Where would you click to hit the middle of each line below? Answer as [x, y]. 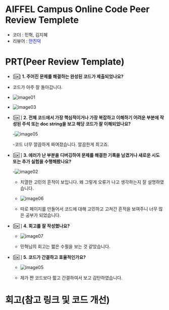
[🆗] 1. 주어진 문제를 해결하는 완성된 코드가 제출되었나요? [68, 76]
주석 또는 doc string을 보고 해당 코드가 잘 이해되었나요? [76, 124]
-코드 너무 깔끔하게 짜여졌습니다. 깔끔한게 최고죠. [61, 144]
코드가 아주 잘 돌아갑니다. [38, 87]
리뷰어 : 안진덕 [27, 41]
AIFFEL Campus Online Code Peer [77, 9]
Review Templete [42, 20]
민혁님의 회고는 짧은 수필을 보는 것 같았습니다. [65, 246]
